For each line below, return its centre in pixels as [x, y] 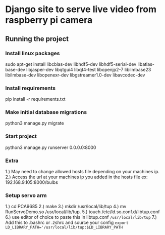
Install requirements [31, 88]
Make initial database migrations [46, 112]
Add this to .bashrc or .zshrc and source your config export [67, 223]
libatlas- [146, 64]
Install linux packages [33, 53]
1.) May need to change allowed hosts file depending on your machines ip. [82, 172]
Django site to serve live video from [81, 9]
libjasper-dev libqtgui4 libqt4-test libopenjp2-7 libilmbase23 [89, 69]
